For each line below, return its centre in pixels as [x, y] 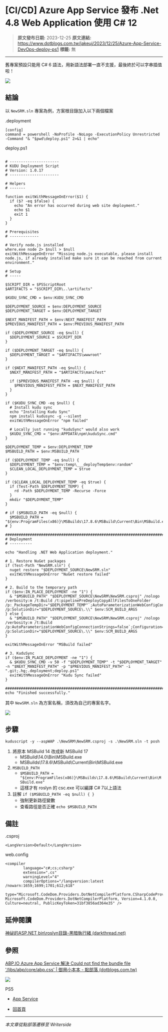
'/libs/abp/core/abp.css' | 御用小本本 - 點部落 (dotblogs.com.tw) [71, 970]
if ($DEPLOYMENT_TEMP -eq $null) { [42, 460]
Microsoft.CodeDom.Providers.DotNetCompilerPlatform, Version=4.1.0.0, [81, 899]
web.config [17, 855]
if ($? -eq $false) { [32, 201]
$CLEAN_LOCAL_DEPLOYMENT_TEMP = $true [50, 469]
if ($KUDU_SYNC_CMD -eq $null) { [40, 403]
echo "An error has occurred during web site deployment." [77, 205]
